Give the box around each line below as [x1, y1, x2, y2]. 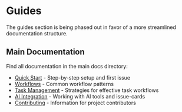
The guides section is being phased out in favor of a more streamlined [6, 24, 177, 31]
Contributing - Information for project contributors [14, 99, 137, 106]
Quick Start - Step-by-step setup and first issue [14, 74, 131, 81]
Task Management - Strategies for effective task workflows [14, 87, 159, 94]
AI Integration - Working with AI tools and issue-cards [14, 93, 145, 100]
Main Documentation [6, 47, 85, 57]
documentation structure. [6, 29, 68, 37]
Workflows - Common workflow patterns [14, 80, 114, 87]
